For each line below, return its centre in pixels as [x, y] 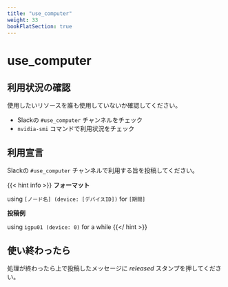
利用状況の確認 [39, 87]
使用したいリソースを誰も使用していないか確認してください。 [94, 106]
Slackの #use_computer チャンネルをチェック [80, 120]
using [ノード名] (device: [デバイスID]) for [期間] [76, 199]
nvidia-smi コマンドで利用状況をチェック [76, 129]
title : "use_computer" [40, 13]
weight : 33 [23, 20]
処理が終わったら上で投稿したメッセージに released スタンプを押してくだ [111, 268]
